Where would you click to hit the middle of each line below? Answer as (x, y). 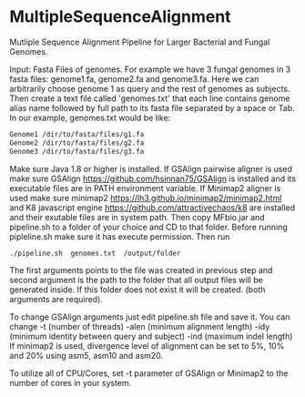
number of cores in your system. (71, 383)
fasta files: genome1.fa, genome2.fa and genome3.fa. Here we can (134, 78)
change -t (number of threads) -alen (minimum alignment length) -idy (140, 327)
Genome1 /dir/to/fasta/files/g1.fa (77, 134)
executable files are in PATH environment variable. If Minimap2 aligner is (145, 188)
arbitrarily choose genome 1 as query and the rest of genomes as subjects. (150, 88)
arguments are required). (56, 300)
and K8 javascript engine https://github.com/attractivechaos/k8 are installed (152, 208)
